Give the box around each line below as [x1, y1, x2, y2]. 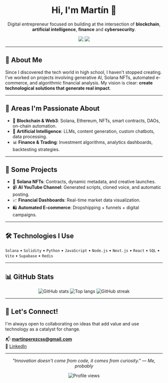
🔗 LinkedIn [5, 343, 27, 349]
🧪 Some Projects [5, 165, 57, 174]
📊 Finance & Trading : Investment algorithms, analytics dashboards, [12, 139, 153, 145]
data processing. [12, 133, 47, 139]
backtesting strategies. [12, 146, 60, 152]
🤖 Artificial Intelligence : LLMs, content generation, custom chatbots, [12, 128, 155, 134]
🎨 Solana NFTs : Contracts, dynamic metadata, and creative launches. [12, 178, 156, 184]
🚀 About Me [5, 56, 42, 64]
